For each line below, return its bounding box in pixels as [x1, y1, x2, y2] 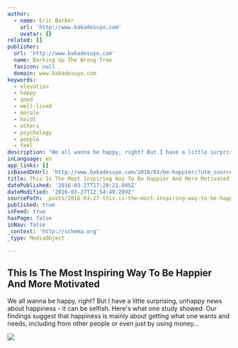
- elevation [13, 83, 50, 90]
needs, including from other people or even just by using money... [7, 320, 200, 328]
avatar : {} [20, 30, 52, 38]
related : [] [7, 37, 42, 44]
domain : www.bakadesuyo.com [13, 69, 97, 77]
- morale [13, 109, 40, 116]
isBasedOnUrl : [7, 168, 50, 176]
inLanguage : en [7, 155, 52, 163]
